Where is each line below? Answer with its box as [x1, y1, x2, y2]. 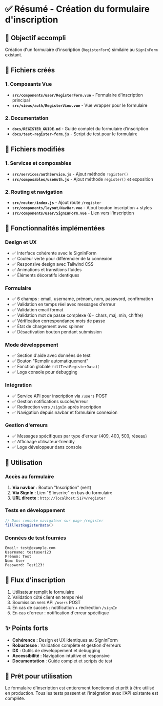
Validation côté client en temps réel [12, 594, 83, 600]
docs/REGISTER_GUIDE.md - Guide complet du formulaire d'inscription [12, 126, 149, 131]
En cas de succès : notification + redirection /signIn [12, 605, 118, 610]
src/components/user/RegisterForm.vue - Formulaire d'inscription [12, 92, 143, 98]
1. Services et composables [5, 160, 72, 167]
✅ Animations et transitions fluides [12, 266, 82, 273]
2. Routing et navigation [5, 188, 63, 195]
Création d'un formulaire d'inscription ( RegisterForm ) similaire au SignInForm [5, 47, 158, 52]
